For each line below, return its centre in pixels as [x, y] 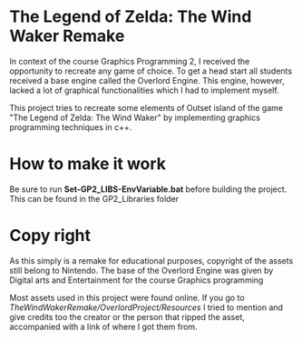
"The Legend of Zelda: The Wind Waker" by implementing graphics [135, 117]
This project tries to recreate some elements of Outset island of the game [146, 107]
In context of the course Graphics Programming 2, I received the [130, 61]
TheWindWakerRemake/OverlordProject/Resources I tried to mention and [146, 307]
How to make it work [88, 164]
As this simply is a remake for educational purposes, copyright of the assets [151, 260]
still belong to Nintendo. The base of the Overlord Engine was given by [141, 270]
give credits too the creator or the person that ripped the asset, [127, 316]
